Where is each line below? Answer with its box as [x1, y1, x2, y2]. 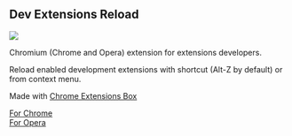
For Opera [9, 117, 46, 127]
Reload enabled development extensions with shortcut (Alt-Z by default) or [9, 64, 283, 74]
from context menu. [9, 73, 82, 84]
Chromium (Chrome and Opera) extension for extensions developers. [9, 47, 262, 57]
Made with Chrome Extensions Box [9, 90, 138, 101]
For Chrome [9, 108, 53, 118]
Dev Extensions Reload [9, 7, 139, 22]
